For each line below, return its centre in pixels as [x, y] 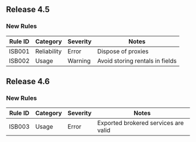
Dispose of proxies [123, 51]
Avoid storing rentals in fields [137, 61]
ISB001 [20, 51]
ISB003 [20, 127]
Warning [79, 61]
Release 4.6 [28, 82]
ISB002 [20, 61]
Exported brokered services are [140, 123]
